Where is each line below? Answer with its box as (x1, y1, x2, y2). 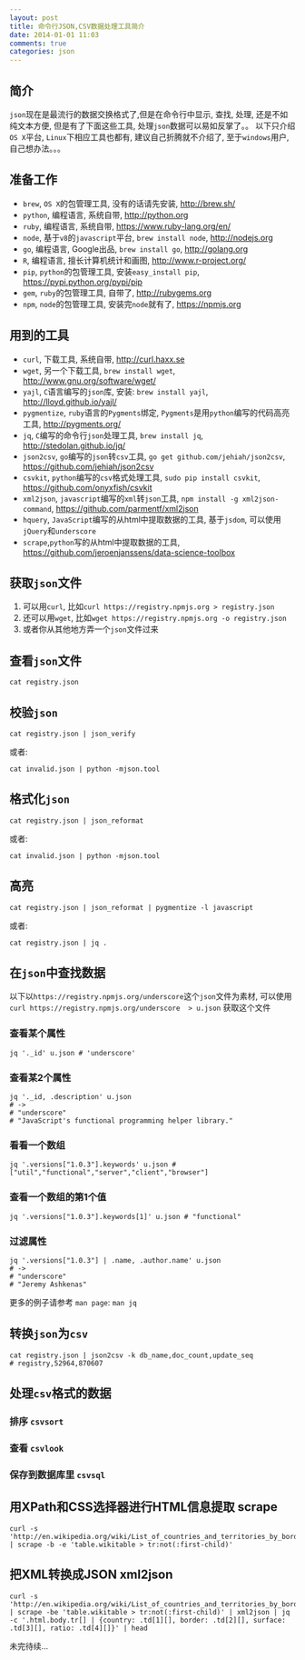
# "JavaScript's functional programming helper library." (9, 1116, 233, 1125)
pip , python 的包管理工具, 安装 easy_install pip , (22, 265, 200, 277)
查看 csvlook (9, 1442, 64, 1455)
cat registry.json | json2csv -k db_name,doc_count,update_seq (9, 1351, 254, 1360)
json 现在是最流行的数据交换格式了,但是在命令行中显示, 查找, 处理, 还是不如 (9, 108, 289, 119)
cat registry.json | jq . (9, 938, 107, 947)
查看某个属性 (9, 1027, 66, 1040)
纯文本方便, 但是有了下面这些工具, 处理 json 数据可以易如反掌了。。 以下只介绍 (9, 120, 296, 131)
